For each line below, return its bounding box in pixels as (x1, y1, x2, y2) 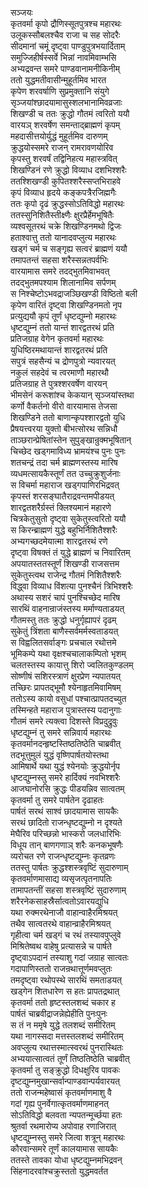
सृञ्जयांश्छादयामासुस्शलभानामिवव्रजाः (10, 97, 123, 108)
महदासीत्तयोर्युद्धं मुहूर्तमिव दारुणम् (10, 130, 108, 142)
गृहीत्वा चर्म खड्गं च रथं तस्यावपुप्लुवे (10, 929, 122, 941)
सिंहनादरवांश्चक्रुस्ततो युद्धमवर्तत (10, 1165, 109, 1177)
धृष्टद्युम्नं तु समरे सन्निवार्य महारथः (10, 727, 112, 738)
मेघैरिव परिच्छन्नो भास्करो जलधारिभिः (10, 828, 122, 839)
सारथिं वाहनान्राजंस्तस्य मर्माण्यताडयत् (10, 603, 125, 614)
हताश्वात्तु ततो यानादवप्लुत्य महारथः (10, 232, 117, 243)
